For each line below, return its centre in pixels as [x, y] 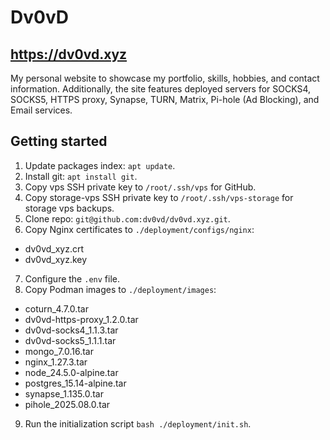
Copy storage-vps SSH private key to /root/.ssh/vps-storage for [159, 197]
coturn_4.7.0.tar [56, 308]
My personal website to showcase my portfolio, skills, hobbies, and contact [165, 78]
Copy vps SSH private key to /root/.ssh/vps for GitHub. [140, 187]
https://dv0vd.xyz [69, 54]
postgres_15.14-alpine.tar [75, 383]
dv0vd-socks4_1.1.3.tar [71, 330]
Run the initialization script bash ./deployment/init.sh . [138, 423]
